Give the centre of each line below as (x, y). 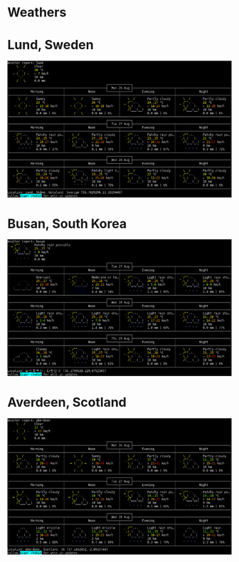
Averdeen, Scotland (67, 402)
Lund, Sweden (51, 45)
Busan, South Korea (67, 223)
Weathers (37, 12)
